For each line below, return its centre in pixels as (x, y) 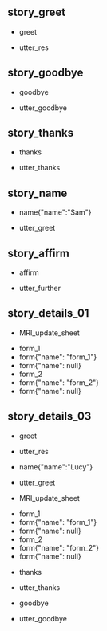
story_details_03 (50, 416)
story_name (38, 193)
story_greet (37, 12)
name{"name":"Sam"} (55, 212)
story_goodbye (46, 73)
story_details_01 (48, 313)
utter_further (40, 289)
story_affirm (38, 253)
